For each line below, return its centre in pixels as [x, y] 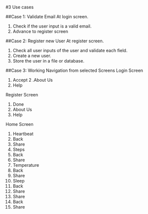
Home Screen [19, 124]
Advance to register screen [40, 31]
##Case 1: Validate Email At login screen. [47, 16]
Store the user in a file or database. [48, 61]
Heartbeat [23, 134]
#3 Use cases [20, 7]
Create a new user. [32, 56]
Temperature [26, 165]
